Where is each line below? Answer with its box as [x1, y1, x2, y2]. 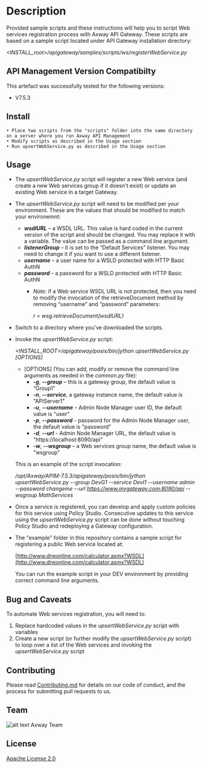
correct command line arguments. [14, 577, 99, 584]
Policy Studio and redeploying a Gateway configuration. [14, 522, 154, 530]
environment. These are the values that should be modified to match [14, 206, 185, 214]
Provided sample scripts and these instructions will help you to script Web [6, 24, 190, 31]
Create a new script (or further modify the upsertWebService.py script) [14, 635, 192, 642]
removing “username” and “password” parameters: [33, 301, 160, 308]
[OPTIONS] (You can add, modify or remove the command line [24, 365, 179, 373]
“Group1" [33, 385, 56, 392]
